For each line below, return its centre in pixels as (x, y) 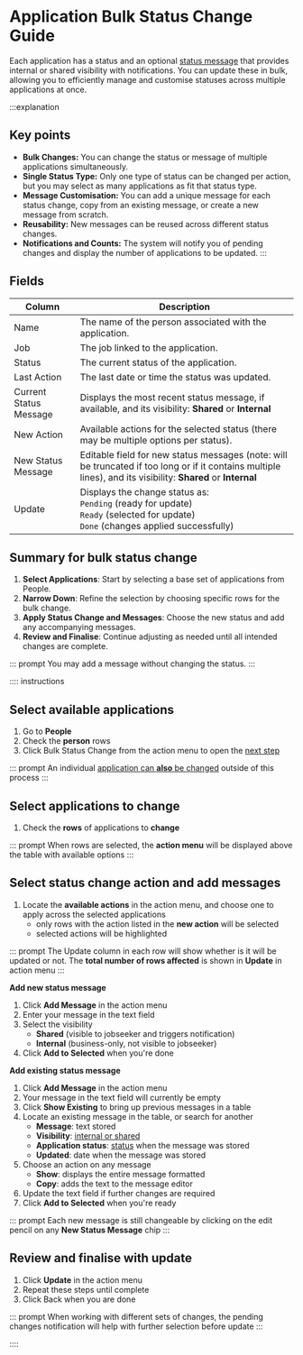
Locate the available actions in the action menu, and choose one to (148, 904)
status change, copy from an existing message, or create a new (140, 205)
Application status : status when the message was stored (142, 1145)
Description (184, 307)
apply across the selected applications (94, 914)
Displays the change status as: (144, 491)
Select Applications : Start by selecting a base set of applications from (153, 580)
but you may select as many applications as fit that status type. (139, 186)
